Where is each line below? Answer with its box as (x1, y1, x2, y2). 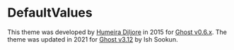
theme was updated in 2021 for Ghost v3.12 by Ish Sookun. (7, 35, 178, 43)
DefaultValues (7, 5, 93, 21)
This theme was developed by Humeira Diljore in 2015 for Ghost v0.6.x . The (7, 28, 228, 36)
